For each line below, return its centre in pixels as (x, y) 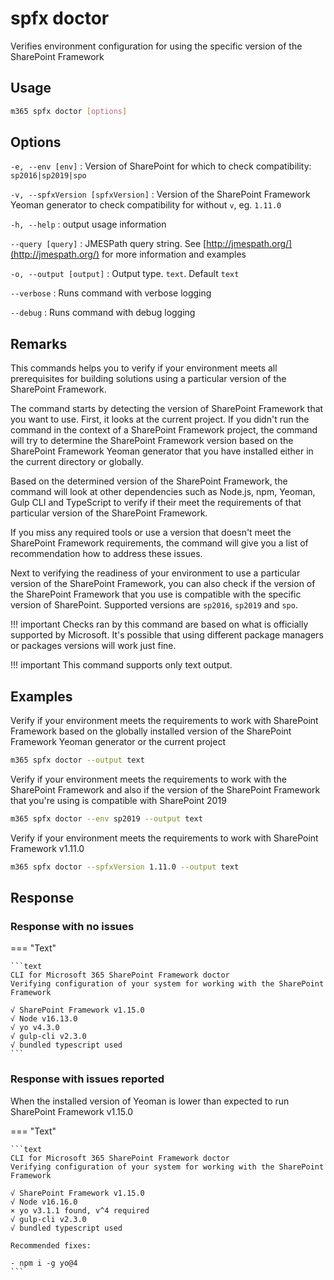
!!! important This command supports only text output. (121, 665)
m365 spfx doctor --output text (77, 760)
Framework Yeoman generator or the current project (118, 742)
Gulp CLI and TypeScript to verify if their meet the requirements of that (156, 503)
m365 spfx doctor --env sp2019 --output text (106, 818)
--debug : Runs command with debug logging (103, 313)
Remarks (39, 343)
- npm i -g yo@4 (44, 1263)
